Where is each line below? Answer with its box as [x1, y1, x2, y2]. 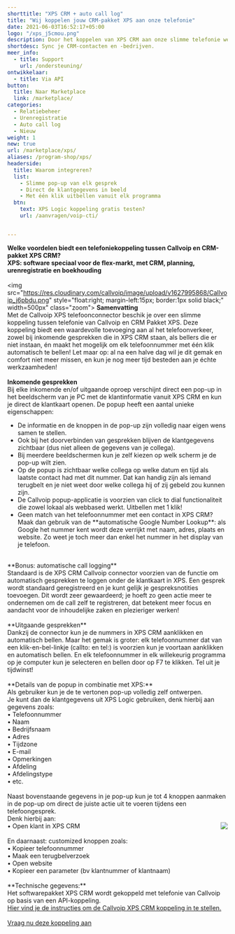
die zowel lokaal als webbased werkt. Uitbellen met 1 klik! [17, 502, 183, 511]
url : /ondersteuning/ [20, 62, 83, 69]
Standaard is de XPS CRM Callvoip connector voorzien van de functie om [7, 568, 219, 577]
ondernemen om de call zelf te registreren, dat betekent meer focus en [7, 598, 212, 607]
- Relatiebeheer [13, 108, 61, 115]
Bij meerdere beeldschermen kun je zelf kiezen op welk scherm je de [17, 451, 217, 459]
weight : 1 [7, 134, 36, 141]
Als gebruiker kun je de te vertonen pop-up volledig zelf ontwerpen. [7, 687, 203, 696]
